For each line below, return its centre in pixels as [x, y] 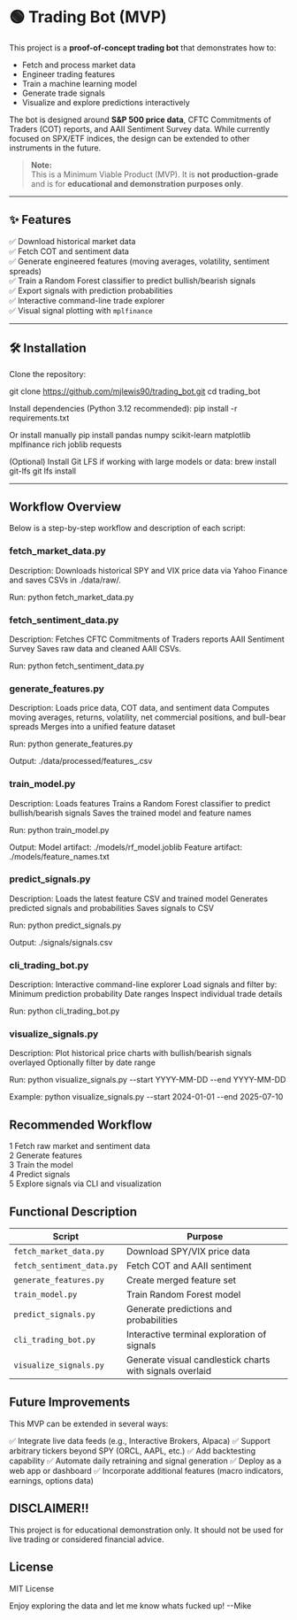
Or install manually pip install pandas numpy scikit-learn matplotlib [130, 435]
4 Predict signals [40, 1175]
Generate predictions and [179, 1309]
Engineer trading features [69, 74]
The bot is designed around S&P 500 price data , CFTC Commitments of [140, 120]
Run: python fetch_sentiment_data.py [77, 666]
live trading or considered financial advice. [87, 1539]
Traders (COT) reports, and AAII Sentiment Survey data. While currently [140, 128]
